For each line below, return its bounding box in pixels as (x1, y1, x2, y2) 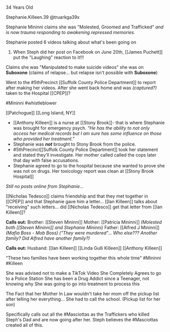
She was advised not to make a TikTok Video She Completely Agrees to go (6, 270, 161, 276)
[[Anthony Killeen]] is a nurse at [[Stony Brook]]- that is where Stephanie (13, 120, 165, 126)
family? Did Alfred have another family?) (6, 235, 90, 241)
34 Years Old (6, 5, 33, 10)
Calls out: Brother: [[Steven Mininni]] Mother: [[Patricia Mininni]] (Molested (6, 219, 162, 225)
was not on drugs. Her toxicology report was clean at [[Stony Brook (13, 168, 154, 174)
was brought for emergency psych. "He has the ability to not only (13, 125, 150, 131)
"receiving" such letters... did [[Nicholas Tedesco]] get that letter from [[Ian (6, 204, 163, 210)
